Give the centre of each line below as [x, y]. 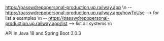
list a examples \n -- [26, 18]
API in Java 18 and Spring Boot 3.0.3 [43, 33]
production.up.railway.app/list [36, 23]
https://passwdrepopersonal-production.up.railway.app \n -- [69, 7]
